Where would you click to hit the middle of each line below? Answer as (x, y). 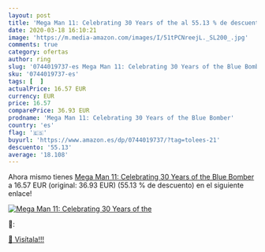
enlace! (20, 194)
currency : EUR (32, 96)
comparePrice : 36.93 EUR (49, 111)
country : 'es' (32, 125)
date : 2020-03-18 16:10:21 (52, 30)
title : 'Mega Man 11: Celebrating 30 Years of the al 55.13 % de (118, 23)
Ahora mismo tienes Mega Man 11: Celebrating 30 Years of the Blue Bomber (131, 177)
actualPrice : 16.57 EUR (47, 89)
